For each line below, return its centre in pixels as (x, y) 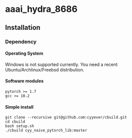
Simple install (19, 107)
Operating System (24, 54)
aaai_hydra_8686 (41, 9)
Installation (23, 28)
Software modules (24, 81)
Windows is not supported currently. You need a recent (61, 64)
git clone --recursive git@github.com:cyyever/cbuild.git (66, 118)
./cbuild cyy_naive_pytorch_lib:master (46, 131)
